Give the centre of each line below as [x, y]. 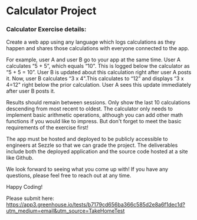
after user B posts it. [31, 91]
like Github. [20, 158]
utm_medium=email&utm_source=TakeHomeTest [65, 211]
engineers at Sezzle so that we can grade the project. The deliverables [92, 145]
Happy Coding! [24, 187]
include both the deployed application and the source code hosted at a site [97, 152]
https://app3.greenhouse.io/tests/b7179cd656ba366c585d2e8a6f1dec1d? [96, 205]
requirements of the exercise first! [47, 127]
